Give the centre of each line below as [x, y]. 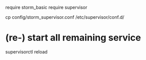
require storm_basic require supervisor [46, 7]
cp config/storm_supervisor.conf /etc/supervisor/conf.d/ [65, 17]
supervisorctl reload [26, 52]
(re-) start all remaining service [73, 38]
